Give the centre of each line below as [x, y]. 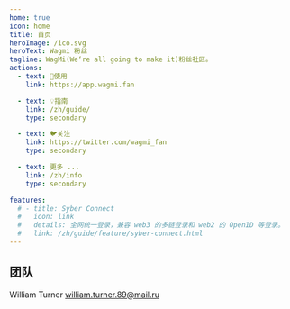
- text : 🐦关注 [44, 134]
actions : [26, 68]
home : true [30, 18]
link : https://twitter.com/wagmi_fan [96, 142]
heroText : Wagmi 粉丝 [49, 51]
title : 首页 [30, 34]
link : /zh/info [54, 175]
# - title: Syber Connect [66, 208]
